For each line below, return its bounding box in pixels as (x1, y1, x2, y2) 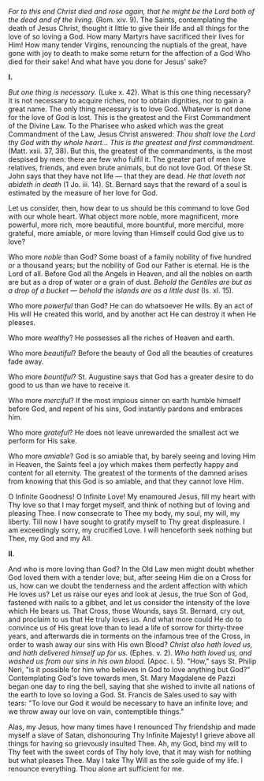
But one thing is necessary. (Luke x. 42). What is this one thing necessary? (8, 88, 251, 97)
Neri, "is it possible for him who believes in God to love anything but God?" (8, 665, 251, 674)
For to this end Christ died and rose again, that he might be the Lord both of (8, 7, 255, 16)
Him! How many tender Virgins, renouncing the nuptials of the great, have (8, 40, 247, 50)
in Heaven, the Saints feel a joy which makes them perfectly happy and (8, 460, 239, 469)
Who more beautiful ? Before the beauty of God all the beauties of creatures (8, 349, 254, 357)
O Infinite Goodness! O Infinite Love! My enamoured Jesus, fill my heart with (8, 492, 256, 501)
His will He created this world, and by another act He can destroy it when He (8, 309, 256, 319)
